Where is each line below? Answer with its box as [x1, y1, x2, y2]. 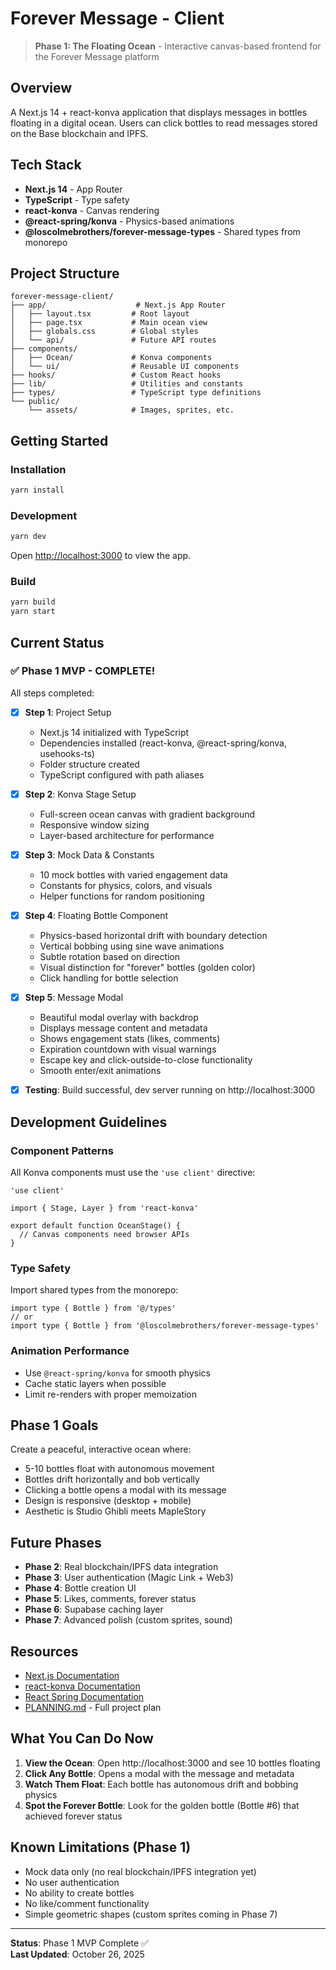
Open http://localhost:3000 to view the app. [10, 550, 192, 562]
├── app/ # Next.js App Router [10, 300, 226, 311]
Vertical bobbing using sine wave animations [39, 940, 225, 952]
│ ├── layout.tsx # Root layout [10, 309, 190, 319]
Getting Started [10, 432, 109, 449]
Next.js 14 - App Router [24, 183, 123, 195]
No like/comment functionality [24, 1897, 150, 1909]
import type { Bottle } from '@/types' [10, 1303, 177, 1314]
